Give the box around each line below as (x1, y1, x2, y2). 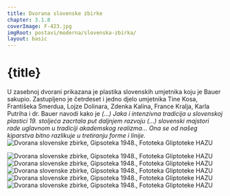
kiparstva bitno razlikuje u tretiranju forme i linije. (7, 132, 146, 140)
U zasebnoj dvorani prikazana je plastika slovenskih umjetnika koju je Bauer (7, 88, 221, 96)
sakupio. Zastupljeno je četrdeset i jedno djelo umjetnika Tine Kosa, (7, 95, 198, 103)
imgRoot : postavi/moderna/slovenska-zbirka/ (7, 29, 137, 36)
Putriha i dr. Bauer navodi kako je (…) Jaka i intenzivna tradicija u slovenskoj (7, 110, 223, 118)
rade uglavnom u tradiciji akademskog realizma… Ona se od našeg (7, 124, 198, 132)
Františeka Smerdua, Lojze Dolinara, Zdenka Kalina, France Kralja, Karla (7, 102, 210, 110)
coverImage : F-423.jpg (7, 23, 72, 29)
